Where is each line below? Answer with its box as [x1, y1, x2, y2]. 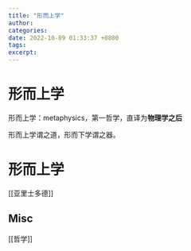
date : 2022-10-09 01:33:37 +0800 [8, 33, 119, 42]
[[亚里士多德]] [8, 188, 54, 198]
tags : [8, 41, 26, 49]
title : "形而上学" [8, 11, 65, 20]
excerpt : [8, 48, 37, 56]
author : [8, 19, 34, 27]
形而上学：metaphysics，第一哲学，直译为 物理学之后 [8, 113, 183, 122]
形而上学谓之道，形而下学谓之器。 [8, 129, 120, 139]
